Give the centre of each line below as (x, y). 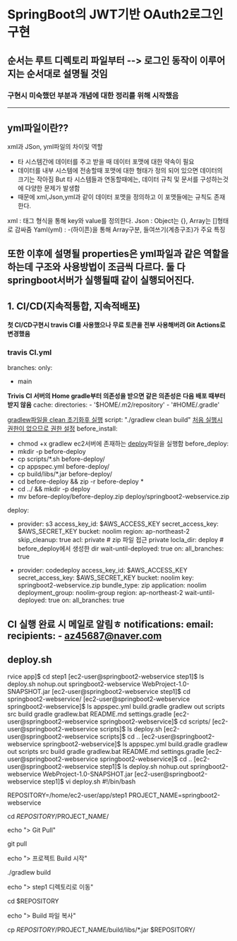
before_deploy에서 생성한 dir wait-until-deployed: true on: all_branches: (121, 549)
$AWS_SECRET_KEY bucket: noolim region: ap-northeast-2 (104, 532)
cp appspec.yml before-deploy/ (63, 467)
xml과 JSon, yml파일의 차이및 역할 (55, 146)
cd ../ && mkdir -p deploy (54, 489)
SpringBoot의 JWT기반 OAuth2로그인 (115, 14)
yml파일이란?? (38, 128)
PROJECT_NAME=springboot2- (175, 796)
